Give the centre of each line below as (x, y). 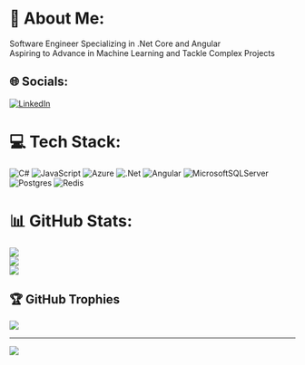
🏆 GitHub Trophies (65, 299)
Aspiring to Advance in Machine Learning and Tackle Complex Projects (142, 53)
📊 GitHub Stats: (71, 221)
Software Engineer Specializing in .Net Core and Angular (115, 43)
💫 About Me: (57, 19)
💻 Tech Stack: (65, 142)
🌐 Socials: (39, 82)
